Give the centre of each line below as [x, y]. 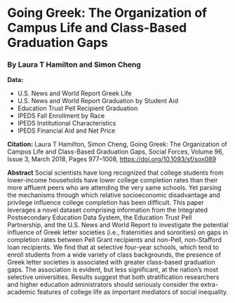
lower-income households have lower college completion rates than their [113, 180]
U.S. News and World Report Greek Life [74, 93]
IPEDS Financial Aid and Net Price [66, 130]
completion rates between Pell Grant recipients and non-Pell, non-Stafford [115, 240]
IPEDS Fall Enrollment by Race [61, 116]
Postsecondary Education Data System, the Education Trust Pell [100, 217]
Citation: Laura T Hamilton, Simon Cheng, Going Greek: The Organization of [117, 144]
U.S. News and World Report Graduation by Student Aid [98, 101]
